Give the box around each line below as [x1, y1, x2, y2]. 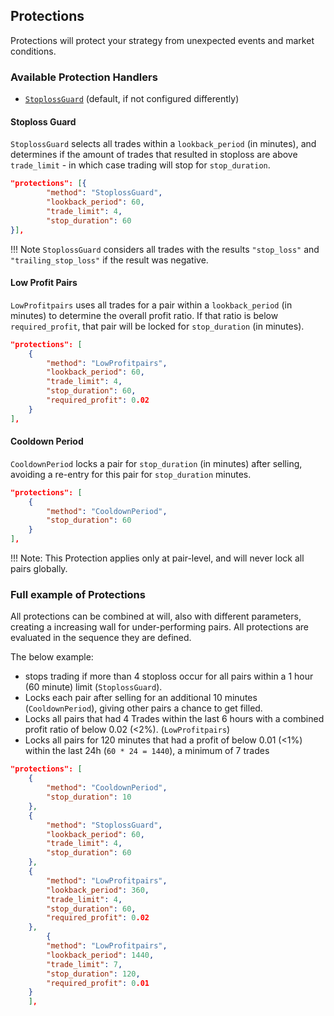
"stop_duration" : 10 [46, 792, 132, 803]
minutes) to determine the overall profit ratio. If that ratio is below [10, 309, 279, 321]
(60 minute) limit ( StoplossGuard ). [24, 681, 163, 693]
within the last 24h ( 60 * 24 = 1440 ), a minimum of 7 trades [24, 745, 270, 757]
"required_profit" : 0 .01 [46, 978, 150, 988]
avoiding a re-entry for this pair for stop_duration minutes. [10, 468, 252, 480]
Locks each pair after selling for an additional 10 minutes [24, 692, 258, 704]
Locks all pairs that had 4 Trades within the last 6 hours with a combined [24, 713, 325, 725]
